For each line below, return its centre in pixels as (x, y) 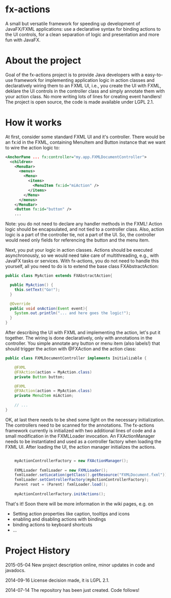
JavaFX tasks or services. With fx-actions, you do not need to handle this (82, 261)
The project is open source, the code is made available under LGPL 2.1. (80, 102)
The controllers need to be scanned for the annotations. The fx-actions (80, 425)
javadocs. (16, 570)
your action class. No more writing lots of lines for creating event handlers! (83, 96)
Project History (38, 550)
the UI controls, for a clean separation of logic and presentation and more (82, 34)
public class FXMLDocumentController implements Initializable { (76, 358)
